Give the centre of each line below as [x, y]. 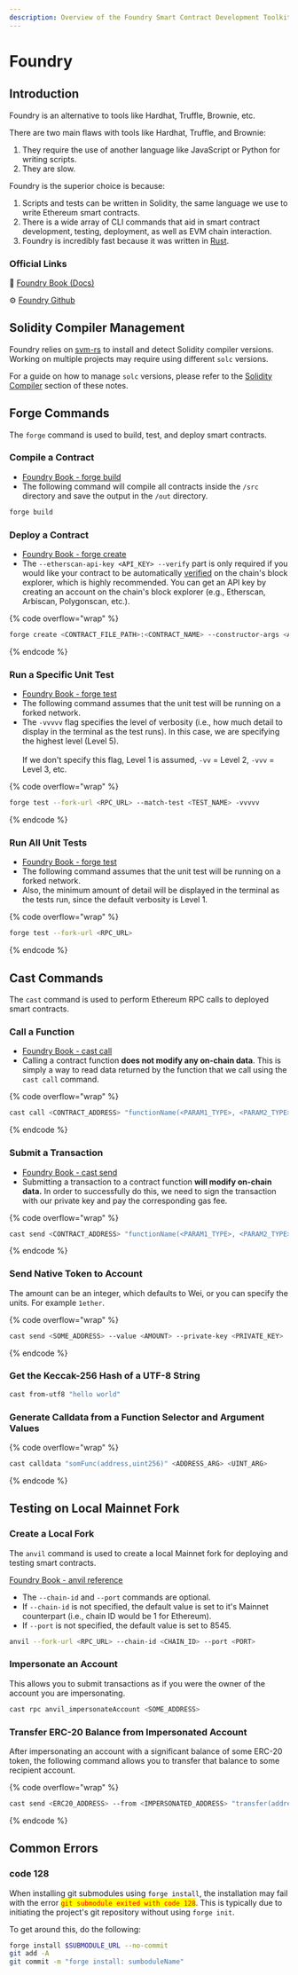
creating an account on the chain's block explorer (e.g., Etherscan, [144, 592]
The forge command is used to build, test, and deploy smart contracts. [138, 435]
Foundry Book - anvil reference [66, 1579]
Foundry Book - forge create [74, 555]
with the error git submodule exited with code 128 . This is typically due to [146, 1902]
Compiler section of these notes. [69, 385]
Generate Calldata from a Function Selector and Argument [137, 1417]
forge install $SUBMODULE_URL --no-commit [89, 1945]
